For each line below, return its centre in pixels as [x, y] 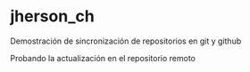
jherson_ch [52, 16]
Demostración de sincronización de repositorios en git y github [126, 41]
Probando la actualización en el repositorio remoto [103, 58]
